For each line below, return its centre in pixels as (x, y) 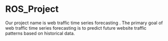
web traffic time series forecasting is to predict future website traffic (76, 28)
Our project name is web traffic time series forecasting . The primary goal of (84, 23)
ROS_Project (32, 9)
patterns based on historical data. (40, 33)
